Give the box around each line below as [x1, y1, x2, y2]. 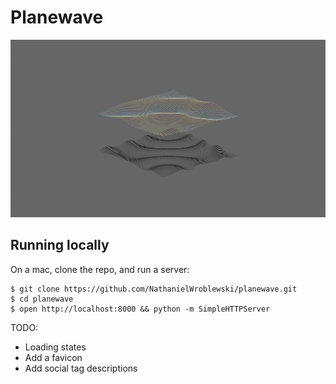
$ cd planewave [10, 294, 74, 304]
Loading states [24, 341, 87, 353]
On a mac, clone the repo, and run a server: [10, 263, 190, 275]
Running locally [10, 237, 110, 254]
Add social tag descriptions [24, 362, 138, 374]
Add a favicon [24, 351, 83, 363]
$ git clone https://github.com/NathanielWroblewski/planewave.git [10, 284, 298, 294]
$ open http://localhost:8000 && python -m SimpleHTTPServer [10, 304, 271, 314]
